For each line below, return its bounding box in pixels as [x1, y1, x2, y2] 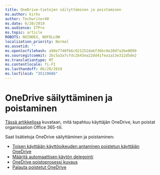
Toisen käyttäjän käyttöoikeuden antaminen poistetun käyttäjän [12, 143, 140, 149]
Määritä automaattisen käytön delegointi [12, 153, 94, 160]
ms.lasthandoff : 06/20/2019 [5, 67, 63, 72]
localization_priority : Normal [5, 39, 69, 44]
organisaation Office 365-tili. [5, 124, 63, 130]
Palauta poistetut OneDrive [12, 164, 67, 170]
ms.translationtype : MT [5, 58, 54, 62]
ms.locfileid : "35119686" [5, 71, 58, 76]
